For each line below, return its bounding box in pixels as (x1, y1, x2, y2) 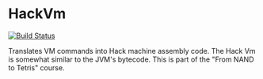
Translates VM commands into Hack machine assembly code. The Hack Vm (8, 46, 256, 55)
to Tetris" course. (8, 62, 65, 72)
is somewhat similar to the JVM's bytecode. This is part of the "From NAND (8, 55, 254, 64)
